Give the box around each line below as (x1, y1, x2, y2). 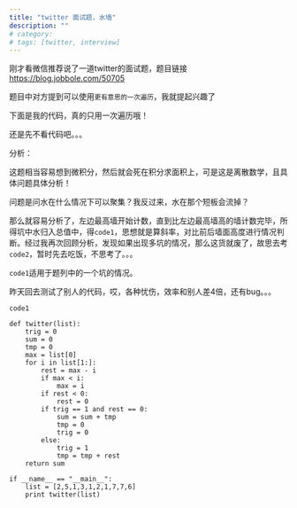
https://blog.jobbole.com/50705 (9, 73, 126, 84)
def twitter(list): (9, 320, 81, 329)
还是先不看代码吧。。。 (9, 129, 87, 140)
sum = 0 (25, 335, 53, 344)
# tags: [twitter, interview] (9, 37, 121, 47)
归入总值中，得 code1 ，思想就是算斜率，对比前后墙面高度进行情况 (39, 227, 277, 238)
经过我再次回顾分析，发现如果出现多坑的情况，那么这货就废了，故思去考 (24, 238, 288, 248)
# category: (9, 29, 53, 38)
